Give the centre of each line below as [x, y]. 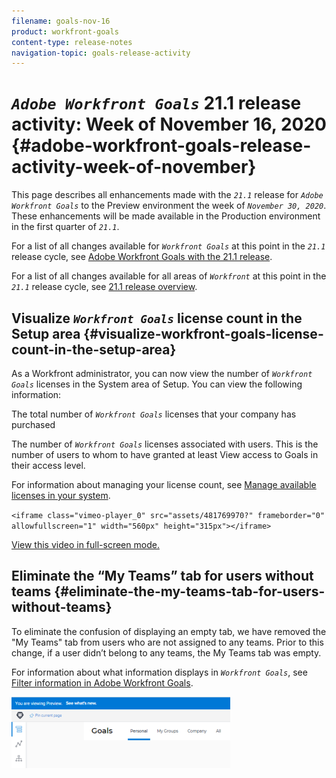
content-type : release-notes [72, 42]
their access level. [48, 465]
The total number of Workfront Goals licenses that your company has [154, 414]
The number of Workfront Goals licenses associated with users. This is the [165, 444]
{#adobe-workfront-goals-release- [161, 146]
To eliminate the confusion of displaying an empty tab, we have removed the [169, 631]
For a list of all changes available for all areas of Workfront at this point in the [169, 276]
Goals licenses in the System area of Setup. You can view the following [157, 384]
